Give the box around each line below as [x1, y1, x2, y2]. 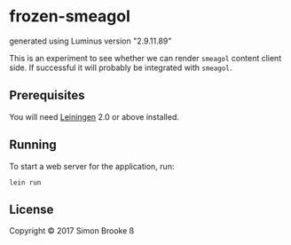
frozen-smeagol [9, 6, 131, 27]
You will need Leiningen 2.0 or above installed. [9, 111, 180, 122]
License [9, 202, 54, 217]
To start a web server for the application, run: [9, 161, 175, 171]
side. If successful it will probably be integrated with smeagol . [9, 62, 232, 73]
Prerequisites [9, 88, 85, 103]
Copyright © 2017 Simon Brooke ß [9, 225, 135, 236]
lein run [9, 178, 42, 187]
